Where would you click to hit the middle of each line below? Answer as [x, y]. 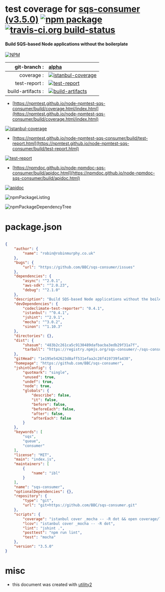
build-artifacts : [26, 91]
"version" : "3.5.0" [34, 547]
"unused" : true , [39, 377]
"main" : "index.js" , [35, 460]
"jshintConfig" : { [33, 368]
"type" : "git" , [38, 501]
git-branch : [29, 67]
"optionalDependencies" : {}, [44, 492]
